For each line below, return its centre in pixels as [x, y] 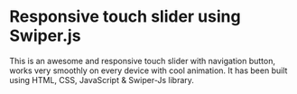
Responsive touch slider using [125, 17]
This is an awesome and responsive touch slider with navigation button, [143, 61]
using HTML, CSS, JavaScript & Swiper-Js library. [102, 80]
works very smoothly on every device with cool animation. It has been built [148, 70]
